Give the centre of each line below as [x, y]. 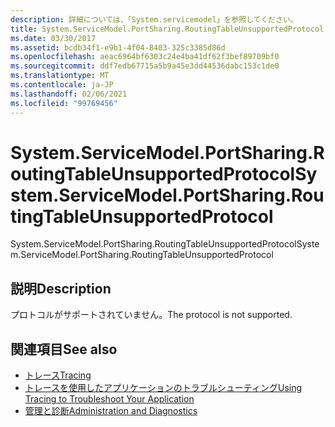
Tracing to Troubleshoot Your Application [109, 399]
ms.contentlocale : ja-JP [62, 85]
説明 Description [61, 288]
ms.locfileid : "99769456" [64, 103]
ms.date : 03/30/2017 [53, 38]
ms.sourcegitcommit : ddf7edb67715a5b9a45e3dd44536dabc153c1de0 [145, 66]
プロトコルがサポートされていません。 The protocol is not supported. [151, 315]
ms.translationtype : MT [60, 76]
